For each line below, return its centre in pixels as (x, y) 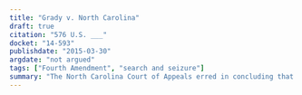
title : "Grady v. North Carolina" (75, 18)
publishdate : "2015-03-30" (60, 52)
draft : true (32, 26)
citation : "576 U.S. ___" (58, 34)
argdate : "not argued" (52, 60)
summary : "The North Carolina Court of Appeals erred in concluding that (152, 77)
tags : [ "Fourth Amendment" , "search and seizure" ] (107, 69)
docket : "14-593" (42, 43)
